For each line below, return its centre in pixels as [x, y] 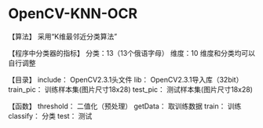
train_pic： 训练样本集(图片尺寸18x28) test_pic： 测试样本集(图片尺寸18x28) [131, 89]
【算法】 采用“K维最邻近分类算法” [63, 36]
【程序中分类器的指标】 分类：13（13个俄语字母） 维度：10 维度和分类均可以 [132, 53]
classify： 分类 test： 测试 [50, 115]
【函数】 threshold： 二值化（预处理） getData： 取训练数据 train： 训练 [125, 106]
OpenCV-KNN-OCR [73, 14]
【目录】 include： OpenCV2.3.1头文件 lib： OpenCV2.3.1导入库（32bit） [126, 79]
